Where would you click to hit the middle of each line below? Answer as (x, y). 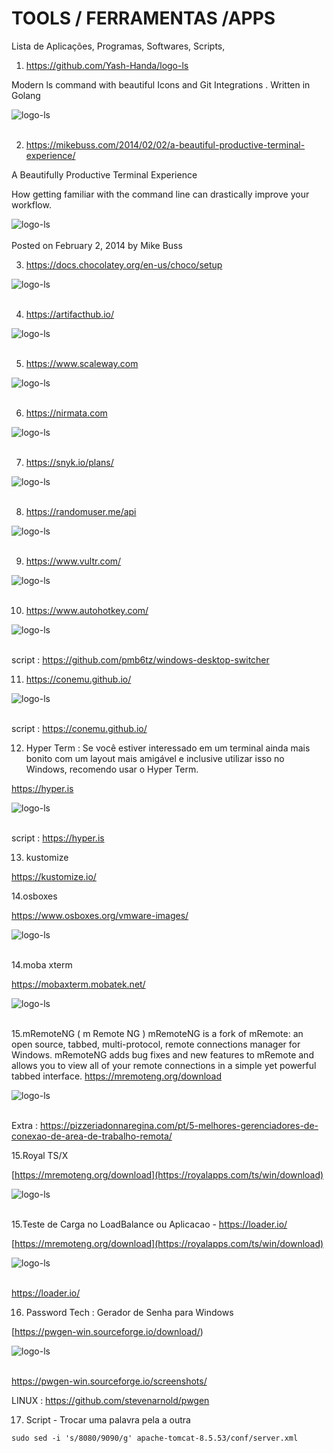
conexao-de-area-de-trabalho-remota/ (92, 1136)
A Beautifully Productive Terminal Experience (104, 174)
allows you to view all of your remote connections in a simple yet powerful (164, 1065)
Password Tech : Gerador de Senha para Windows (129, 1312)
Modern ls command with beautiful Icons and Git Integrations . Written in (161, 84)
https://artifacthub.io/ (70, 314)
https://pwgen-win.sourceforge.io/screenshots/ (109, 1381)
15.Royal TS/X (40, 1155)
